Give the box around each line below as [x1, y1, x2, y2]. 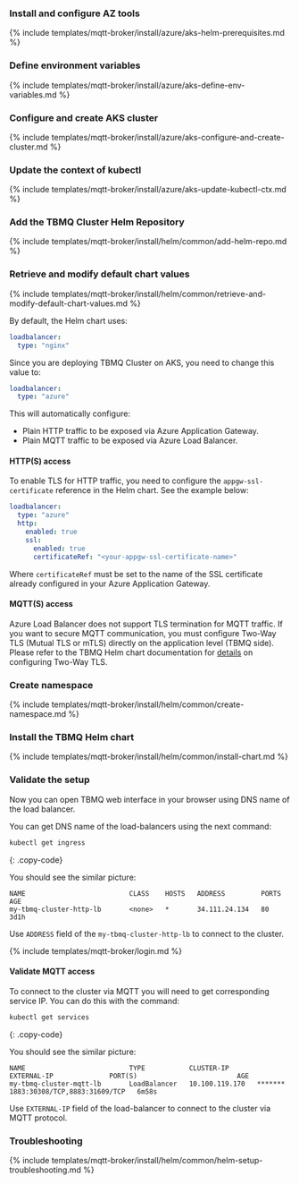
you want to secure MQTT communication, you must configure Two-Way [9, 627, 277, 638]
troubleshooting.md [9, 1164, 82, 1175]
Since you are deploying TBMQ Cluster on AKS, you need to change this [9, 357, 275, 368]
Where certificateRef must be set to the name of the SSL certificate [9, 568, 263, 579]
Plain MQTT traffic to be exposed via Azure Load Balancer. [21, 435, 238, 446]
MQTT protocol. [9, 1112, 68, 1123]
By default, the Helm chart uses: [9, 315, 128, 326]
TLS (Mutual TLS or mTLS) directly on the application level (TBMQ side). [9, 637, 275, 648]
